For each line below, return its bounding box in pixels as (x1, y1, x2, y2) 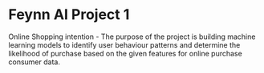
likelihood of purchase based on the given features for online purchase (8, 48, 242, 58)
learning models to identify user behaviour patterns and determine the (8, 40, 241, 49)
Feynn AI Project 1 (8, 6, 130, 24)
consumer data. (8, 57, 60, 67)
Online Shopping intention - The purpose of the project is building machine (8, 32, 256, 41)
